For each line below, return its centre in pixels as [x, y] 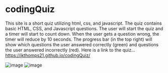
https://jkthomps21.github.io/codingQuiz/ [48, 55]
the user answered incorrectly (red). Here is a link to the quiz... [70, 50]
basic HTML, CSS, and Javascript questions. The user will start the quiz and [84, 28]
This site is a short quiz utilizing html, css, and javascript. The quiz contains [84, 23]
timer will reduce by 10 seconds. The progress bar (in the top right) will [79, 39]
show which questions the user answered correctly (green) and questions [82, 44]
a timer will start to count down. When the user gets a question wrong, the [82, 34]
